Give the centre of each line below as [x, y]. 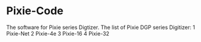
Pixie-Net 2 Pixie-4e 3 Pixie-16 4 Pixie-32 [58, 33]
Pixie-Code [35, 11]
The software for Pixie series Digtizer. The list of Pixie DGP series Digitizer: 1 [101, 27]
